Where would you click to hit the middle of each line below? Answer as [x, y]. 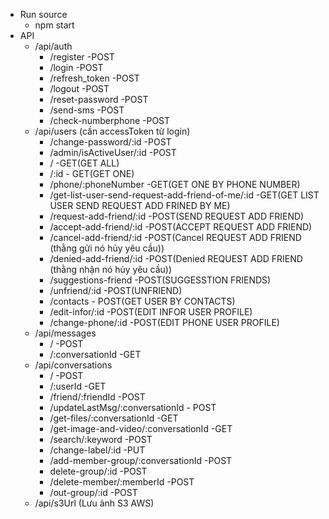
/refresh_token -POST [94, 78]
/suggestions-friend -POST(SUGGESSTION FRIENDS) [160, 280]
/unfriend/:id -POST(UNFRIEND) [116, 290]
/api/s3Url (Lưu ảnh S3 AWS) [94, 503]
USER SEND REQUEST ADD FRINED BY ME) [140, 205]
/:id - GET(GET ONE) [92, 173]
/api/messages [65, 333]
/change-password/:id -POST [110, 142]
